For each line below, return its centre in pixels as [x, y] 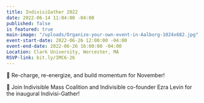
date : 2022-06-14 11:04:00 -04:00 [51, 18]
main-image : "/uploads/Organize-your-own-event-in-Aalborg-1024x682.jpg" [103, 35]
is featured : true [30, 29]
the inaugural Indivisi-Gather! [43, 93]
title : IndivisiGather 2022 [42, 12]
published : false [28, 23]
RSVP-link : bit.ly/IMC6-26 [41, 58]
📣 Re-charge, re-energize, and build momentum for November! [86, 75]
